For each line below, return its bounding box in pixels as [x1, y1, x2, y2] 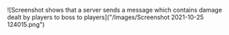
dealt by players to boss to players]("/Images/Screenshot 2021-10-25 [7, 13, 204, 21]
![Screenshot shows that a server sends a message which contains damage [7, 6, 223, 14]
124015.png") [7, 21, 45, 28]
